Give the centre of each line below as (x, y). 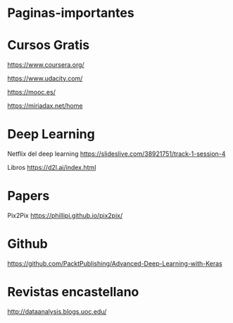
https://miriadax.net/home (45, 106)
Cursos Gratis (49, 45)
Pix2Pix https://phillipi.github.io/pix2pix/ (65, 215)
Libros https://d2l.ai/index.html (52, 168)
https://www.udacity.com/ (45, 78)
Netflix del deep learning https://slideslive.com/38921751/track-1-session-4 (116, 154)
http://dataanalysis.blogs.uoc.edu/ (57, 311)
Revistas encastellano (73, 292)
